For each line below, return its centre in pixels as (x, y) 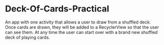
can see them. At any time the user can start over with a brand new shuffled (81, 32)
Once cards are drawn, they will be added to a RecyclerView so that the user (82, 27)
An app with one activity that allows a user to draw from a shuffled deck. (78, 22)
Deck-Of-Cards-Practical (57, 9)
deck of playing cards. (28, 37)
